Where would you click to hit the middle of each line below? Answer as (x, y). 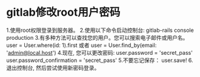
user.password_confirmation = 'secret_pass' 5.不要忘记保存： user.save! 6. (100, 60)
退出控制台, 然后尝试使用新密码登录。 (53, 67)
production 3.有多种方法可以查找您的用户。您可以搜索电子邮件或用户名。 (97, 37)
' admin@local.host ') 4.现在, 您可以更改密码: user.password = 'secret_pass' (99, 52)
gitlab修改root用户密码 (63, 12)
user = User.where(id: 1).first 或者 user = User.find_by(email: (82, 45)
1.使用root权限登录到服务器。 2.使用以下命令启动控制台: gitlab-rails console (100, 30)
